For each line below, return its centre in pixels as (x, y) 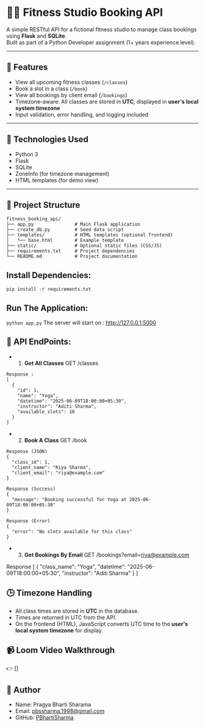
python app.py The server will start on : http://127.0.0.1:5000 (81, 323)
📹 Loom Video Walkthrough (61, 650)
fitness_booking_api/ (34, 219)
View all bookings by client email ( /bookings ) (71, 95)
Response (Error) (28, 521)
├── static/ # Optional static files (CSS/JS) (85, 246)
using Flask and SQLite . (37, 35)
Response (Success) (31, 489)
